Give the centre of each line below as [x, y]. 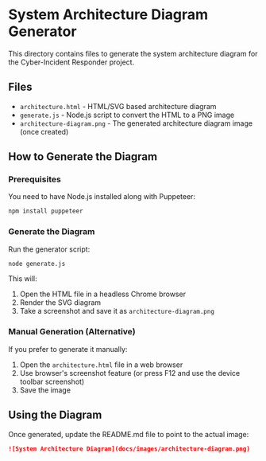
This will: [23, 279]
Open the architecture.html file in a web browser [101, 365]
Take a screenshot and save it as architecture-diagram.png [117, 311]
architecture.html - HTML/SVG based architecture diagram [118, 106]
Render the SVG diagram [60, 303]
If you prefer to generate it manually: [68, 349]
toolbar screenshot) [52, 381]
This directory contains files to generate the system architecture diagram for [133, 53]
